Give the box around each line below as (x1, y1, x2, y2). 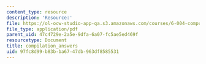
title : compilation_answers (6, 43, 78, 49)
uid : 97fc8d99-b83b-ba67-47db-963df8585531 (6, 49, 120, 55)
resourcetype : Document (6, 37, 67, 43)
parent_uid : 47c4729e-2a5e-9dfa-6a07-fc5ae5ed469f (6, 32, 139, 38)
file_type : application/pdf (6, 26, 78, 32)
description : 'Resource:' (6, 15, 72, 21)
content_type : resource (6, 9, 67, 15)
